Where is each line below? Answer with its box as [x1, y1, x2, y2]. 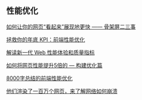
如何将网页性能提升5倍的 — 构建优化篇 [6, 61, 103, 68]
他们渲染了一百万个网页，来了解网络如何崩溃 [6, 87, 118, 95]
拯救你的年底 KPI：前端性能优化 [6, 36, 86, 43]
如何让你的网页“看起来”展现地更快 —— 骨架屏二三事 [6, 23, 136, 30]
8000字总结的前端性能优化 [6, 75, 73, 82]
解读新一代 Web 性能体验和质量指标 [6, 48, 95, 56]
